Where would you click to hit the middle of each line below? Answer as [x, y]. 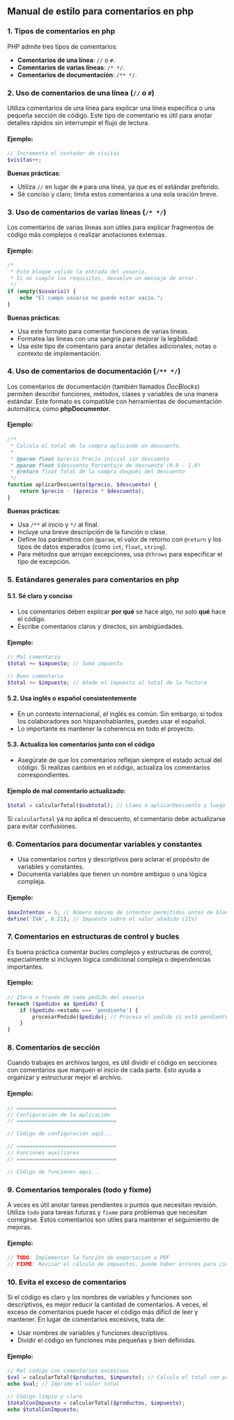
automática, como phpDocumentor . [59, 408]
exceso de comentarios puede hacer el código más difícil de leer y [103, 1312]
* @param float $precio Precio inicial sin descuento [90, 459]
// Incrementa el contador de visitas [63, 154]
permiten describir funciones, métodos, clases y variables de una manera [113, 393]
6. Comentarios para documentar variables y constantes [105, 844]
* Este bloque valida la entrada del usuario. [79, 272]
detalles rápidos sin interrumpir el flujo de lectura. [78, 123]
